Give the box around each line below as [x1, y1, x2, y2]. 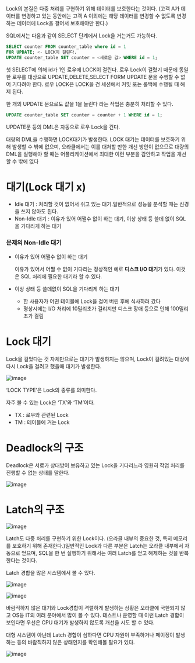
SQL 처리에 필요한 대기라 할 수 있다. [20, 272, 102, 279]
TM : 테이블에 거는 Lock [14, 419, 70, 426]
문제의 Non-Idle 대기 [6, 239, 62, 247]
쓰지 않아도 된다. [20, 208, 58, 215]
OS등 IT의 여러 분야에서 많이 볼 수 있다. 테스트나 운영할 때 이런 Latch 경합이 [12, 612, 185, 619]
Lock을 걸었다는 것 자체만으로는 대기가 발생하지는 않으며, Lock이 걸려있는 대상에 [6, 355, 189, 362]
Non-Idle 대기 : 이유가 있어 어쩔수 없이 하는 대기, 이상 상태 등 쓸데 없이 [14, 215, 175, 222]
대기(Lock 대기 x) [6, 180, 86, 194]
